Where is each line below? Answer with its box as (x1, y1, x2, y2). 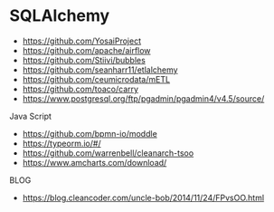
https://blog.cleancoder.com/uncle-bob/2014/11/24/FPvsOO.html (22, 192, 265, 203)
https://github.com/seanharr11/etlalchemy (22, 64, 178, 75)
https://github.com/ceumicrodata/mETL (22, 73, 170, 84)
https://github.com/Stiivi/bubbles (22, 54, 146, 65)
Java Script (9, 111, 52, 121)
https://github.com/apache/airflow (22, 44, 151, 55)
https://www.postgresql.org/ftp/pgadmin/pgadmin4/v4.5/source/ (22, 92, 265, 104)
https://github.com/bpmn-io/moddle (22, 128, 158, 139)
